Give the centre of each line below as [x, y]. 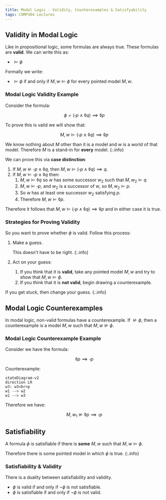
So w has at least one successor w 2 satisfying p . [70, 193]
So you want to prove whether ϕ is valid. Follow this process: [68, 233]
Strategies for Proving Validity [43, 222]
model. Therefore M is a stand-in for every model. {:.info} [65, 150]
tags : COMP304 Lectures [30, 15]
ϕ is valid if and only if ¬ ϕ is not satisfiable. [57, 487]
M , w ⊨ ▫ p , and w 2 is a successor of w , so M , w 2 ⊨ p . [75, 187]
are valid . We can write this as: [37, 52]
